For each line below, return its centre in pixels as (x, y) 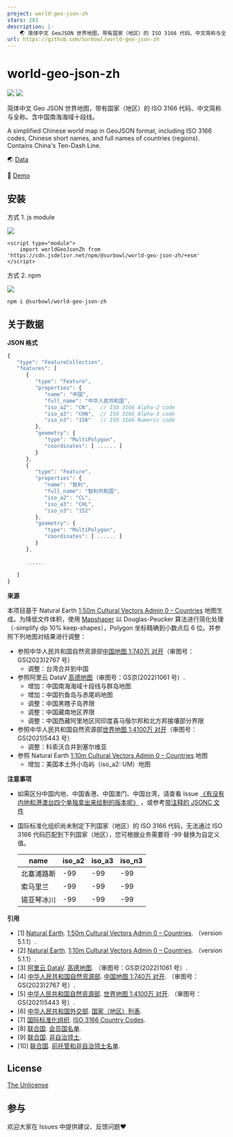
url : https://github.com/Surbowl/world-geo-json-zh (83, 40)
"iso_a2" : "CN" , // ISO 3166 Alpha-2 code (110, 407)
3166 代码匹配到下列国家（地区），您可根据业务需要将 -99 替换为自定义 (119, 835)
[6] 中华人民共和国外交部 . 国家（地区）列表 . (79, 1011)
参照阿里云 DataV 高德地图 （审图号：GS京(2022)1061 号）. (101, 677)
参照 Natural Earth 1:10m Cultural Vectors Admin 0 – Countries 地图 (112, 756)
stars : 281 (23, 20)
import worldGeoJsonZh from (60, 249)
